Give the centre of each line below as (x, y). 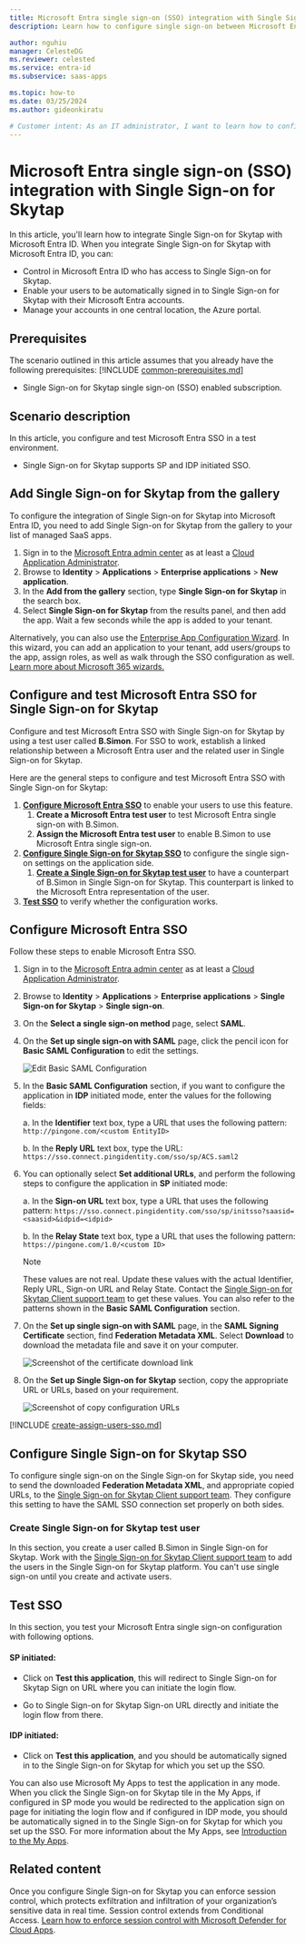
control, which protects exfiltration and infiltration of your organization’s (143, 1900)
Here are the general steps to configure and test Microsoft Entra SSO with (148, 778)
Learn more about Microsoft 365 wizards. (87, 666)
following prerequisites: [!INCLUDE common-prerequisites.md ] (127, 370)
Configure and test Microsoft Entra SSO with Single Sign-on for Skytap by (147, 731)
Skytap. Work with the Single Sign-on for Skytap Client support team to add (151, 1557)
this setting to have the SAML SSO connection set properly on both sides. (147, 1505)
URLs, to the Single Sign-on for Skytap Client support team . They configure (150, 1495)
